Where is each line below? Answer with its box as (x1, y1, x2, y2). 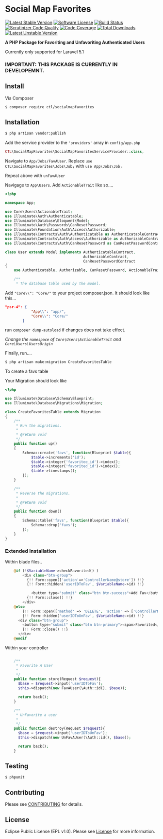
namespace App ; (5, 200, 36, 205)
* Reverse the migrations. (16, 491, 70, 496)
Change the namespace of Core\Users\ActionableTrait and (5, 337, 121, 342)
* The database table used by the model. (16, 281, 101, 286)
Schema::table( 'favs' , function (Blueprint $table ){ (22, 518, 130, 523)
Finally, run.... (5, 350, 32, 356)
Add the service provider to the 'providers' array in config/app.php (5, 140, 141, 146)
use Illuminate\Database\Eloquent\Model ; (5, 218, 90, 223)
